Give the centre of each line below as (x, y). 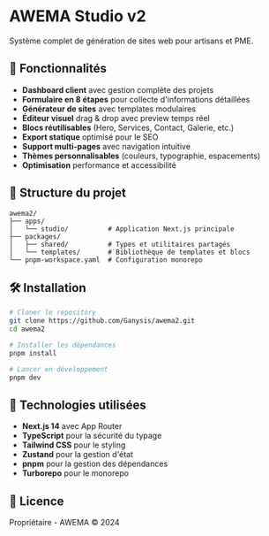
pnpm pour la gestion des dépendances (95, 464)
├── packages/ (35, 236)
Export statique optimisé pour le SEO (90, 137)
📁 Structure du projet (67, 193)
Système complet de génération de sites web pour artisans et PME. (131, 41)
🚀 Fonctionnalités (58, 69)
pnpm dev (25, 378)
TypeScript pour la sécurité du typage (92, 436)
